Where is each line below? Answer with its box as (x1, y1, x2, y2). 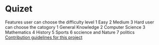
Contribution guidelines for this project (5, 34, 83, 40)
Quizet (5, 3, 33, 14)
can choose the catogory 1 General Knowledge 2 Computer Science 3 (5, 24, 145, 30)
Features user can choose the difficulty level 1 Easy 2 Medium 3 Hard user (5, 19, 155, 25)
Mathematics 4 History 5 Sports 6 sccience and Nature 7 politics (5, 29, 135, 35)
